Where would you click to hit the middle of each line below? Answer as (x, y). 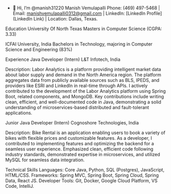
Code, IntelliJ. (20, 186)
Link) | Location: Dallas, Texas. (66, 19)
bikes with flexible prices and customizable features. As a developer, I (79, 138)
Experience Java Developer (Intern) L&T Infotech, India (63, 59)
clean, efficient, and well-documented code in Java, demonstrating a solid (83, 102)
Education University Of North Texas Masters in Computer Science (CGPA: (84, 29)
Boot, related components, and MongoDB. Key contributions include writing (85, 96)
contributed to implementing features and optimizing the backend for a (80, 144)
